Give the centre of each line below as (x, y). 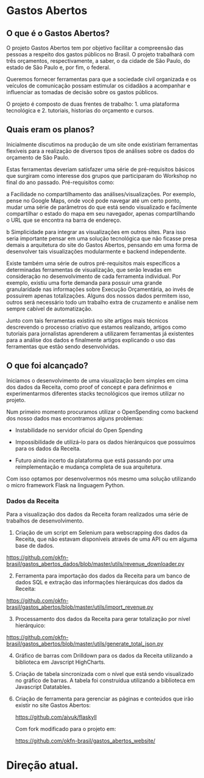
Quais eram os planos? (51, 130)
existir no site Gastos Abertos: (53, 705)
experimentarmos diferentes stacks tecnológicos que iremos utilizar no (95, 393)
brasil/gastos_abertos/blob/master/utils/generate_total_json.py (85, 644)
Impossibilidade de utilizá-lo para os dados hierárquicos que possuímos (105, 442)
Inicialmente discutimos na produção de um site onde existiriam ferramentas (102, 144)
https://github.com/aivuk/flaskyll (56, 717)
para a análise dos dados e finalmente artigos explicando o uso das (91, 340)
